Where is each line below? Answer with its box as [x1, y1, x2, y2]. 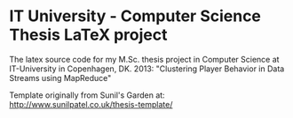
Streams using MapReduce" [9, 72, 112, 83]
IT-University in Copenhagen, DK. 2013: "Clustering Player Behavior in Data [9, 63, 285, 74]
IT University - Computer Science [9, 6, 262, 26]
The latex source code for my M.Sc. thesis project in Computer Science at [9, 54, 280, 64]
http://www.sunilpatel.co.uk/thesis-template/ [9, 99, 173, 109]
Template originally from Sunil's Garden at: [9, 90, 166, 100]
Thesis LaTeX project [9, 25, 168, 45]
